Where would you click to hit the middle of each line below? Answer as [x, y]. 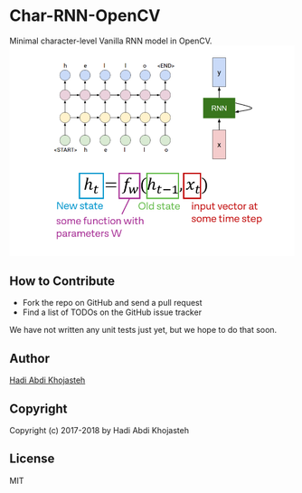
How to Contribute [62, 281]
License [32, 459]
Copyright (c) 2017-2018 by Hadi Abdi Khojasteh [99, 430]
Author [29, 358]
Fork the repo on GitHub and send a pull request [112, 303]
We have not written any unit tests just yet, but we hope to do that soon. [143, 330]
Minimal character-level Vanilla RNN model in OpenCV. [111, 41]
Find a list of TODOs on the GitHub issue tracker [112, 312]
